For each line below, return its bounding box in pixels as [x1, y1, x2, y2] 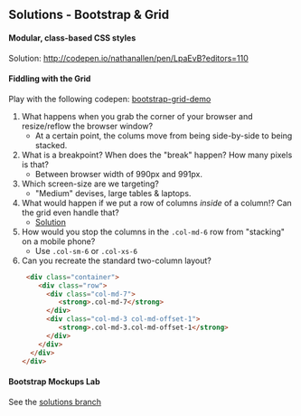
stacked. [34, 139, 68, 150]
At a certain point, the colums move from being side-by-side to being [34, 130, 293, 141]
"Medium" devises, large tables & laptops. [34, 187, 192, 198]
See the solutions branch [8, 396, 101, 407]
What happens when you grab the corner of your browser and [21, 110, 253, 121]
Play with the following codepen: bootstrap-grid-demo [8, 93, 212, 104]
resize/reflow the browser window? [21, 120, 154, 131]
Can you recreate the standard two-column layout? [21, 255, 212, 266]
